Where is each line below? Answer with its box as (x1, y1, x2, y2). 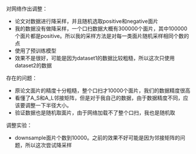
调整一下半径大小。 (25, 102, 72, 109)
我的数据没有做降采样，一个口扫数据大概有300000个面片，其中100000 (14, 25, 188, 32)
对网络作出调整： (6, 5, 48, 12)
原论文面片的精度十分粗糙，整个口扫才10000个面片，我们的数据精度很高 (14, 87, 191, 94)
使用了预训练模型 (14, 47, 57, 54)
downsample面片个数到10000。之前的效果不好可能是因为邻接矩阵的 (14, 135, 180, 141)
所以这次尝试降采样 (25, 142, 72, 149)
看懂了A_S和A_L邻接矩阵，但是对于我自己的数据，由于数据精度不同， (14, 94, 184, 101)
